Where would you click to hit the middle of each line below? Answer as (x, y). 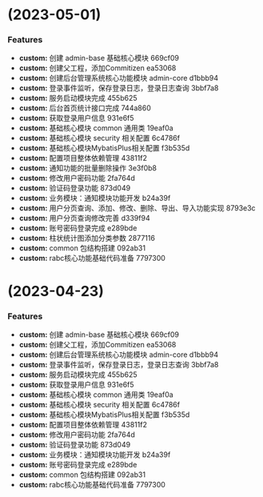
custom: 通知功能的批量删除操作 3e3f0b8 (88, 168)
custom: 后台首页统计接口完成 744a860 (85, 108)
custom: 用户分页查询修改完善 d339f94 (84, 218)
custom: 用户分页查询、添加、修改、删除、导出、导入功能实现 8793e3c (137, 208)
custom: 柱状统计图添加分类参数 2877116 (87, 238)
